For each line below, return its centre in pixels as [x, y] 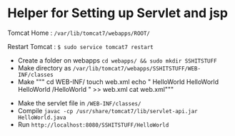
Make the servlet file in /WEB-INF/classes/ [79, 103]
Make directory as [44, 68]
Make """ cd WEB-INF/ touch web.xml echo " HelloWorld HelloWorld [118, 82]
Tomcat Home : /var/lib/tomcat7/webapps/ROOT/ [79, 33]
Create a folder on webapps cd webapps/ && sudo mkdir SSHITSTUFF [117, 60]
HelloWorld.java [42, 117]
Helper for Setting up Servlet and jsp [118, 13]
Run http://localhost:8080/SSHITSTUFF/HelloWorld [93, 124]
